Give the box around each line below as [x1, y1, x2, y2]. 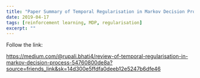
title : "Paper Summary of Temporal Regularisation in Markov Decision [6, 8, 185, 15]
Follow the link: [6, 41, 43, 48]
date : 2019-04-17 [6, 14, 49, 20]
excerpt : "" [6, 25, 36, 31]
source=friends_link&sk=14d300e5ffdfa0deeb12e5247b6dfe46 [6, 66, 161, 73]
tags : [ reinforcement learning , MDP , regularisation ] [6, 19, 143, 25]
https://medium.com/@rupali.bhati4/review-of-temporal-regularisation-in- [6, 53, 189, 60]
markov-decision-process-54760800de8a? [6, 59, 113, 66]
